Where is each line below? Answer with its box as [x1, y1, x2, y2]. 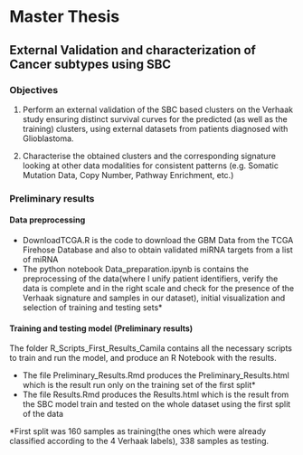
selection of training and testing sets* [22, 302, 163, 313]
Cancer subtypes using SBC [9, 56, 172, 71]
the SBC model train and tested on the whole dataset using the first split [22, 399, 291, 410]
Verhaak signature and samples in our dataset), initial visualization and [22, 292, 286, 303]
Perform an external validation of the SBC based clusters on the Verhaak [22, 104, 294, 115]
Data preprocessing [9, 214, 86, 225]
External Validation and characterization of [9, 43, 256, 58]
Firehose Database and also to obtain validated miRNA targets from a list [22, 244, 294, 255]
